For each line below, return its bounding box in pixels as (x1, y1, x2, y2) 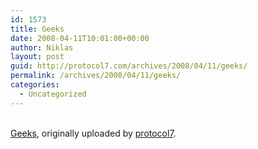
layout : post (10, 52, 65, 62)
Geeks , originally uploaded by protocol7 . (10, 127, 177, 139)
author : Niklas (10, 42, 74, 53)
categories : (10, 80, 60, 90)
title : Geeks (10, 24, 65, 34)
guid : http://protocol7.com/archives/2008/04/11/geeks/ (10, 61, 248, 71)
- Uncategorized (19, 89, 87, 99)
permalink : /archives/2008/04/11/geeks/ (10, 71, 182, 81)
